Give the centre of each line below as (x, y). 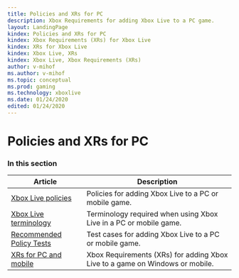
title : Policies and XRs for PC (55, 14)
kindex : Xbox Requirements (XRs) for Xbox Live (79, 40)
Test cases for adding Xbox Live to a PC (153, 235)
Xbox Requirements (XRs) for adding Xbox (157, 255)
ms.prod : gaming (31, 87)
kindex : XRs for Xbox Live (47, 47)
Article (45, 182)
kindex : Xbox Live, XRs (43, 54)
